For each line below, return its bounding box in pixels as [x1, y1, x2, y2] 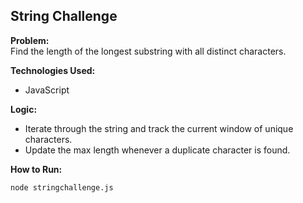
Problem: [10, 34, 50, 46]
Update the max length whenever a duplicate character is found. [24, 144, 291, 156]
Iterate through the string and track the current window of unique [24, 122, 294, 134]
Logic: [10, 103, 38, 115]
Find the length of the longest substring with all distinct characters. [10, 45, 287, 57]
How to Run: [10, 163, 63, 175]
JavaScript [24, 84, 70, 96]
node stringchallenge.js [10, 182, 114, 193]
